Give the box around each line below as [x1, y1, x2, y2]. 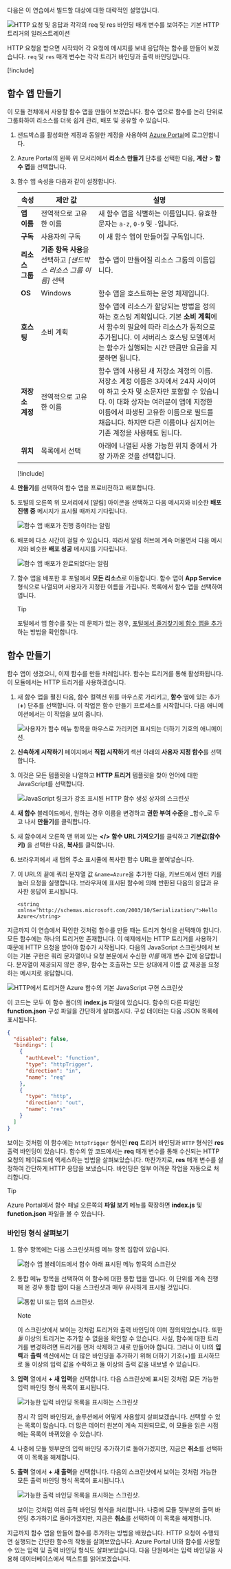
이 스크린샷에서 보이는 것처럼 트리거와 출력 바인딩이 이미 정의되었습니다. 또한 [16, 1325, 223, 1334]
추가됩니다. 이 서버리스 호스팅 [98, 333, 188, 342]
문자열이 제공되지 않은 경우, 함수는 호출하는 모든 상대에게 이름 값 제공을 [16, 960, 207, 969]
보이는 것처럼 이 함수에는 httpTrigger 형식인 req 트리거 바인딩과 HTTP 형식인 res [7, 1138, 224, 1146]
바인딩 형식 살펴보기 [7, 1228, 69, 1238]
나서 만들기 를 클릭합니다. [24, 817, 91, 825]
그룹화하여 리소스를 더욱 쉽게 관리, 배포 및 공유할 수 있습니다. [7, 116, 170, 124]
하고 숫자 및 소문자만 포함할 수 [106, 386, 199, 396]
